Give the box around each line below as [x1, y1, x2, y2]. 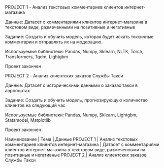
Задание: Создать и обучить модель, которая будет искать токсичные [5, 34, 154, 39]
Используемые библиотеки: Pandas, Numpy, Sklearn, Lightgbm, [5, 112, 138, 118]
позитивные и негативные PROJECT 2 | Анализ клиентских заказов [5, 152, 147, 158]
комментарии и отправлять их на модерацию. [5, 39, 103, 45]
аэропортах [5, 88, 31, 93]
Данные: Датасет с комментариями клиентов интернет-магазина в [5, 19, 148, 25]
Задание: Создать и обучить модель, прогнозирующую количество [5, 97, 148, 103]
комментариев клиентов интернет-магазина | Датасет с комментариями [5, 141, 160, 147]
